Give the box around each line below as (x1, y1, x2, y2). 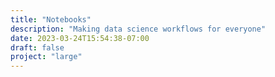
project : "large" (10, 52, 83, 62)
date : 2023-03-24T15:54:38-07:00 (10, 33, 150, 43)
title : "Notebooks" (10, 14, 92, 25)
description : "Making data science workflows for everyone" (10, 24, 267, 34)
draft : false (10, 42, 65, 53)
